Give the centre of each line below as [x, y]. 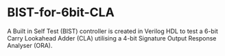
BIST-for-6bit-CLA [61, 12]
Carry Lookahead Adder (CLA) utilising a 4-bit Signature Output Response [112, 38]
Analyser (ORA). [30, 45]
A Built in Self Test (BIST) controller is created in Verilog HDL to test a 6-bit [113, 31]
